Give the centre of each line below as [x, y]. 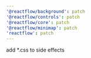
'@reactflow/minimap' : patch [42, 28]
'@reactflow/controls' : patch [43, 17]
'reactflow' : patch [30, 33]
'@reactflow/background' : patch [45, 11]
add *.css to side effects [35, 50]
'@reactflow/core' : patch [38, 22]
